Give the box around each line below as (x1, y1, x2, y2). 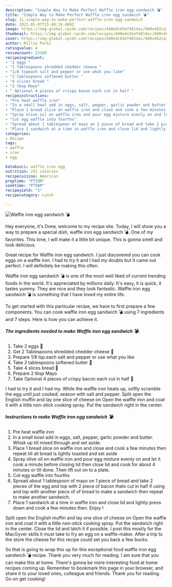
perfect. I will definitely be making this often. (5, 262, 99, 268)
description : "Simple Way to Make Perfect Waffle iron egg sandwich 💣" (5, 7, 163, 13)
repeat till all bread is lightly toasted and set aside (12, 450, 118, 457)
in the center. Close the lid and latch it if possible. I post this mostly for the (5, 525, 162, 532)
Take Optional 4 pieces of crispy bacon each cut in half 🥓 (12, 375, 134, 381)
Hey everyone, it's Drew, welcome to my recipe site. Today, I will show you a (5, 223, 166, 229)
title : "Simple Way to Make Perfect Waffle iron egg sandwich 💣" (5, 12, 149, 17)
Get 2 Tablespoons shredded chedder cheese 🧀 (12, 348, 114, 354)
